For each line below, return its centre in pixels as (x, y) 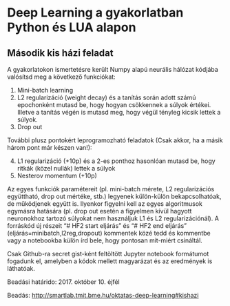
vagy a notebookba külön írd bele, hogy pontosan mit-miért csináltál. (105, 240)
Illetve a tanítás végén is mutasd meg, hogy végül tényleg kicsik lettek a (119, 112)
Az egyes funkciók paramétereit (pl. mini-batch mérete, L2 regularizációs (111, 189)
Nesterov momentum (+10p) (57, 175)
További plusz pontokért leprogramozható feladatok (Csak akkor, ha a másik (115, 140)
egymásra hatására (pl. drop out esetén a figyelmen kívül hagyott (100, 211)
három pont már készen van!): (50, 147)
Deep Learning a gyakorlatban (95, 13)
